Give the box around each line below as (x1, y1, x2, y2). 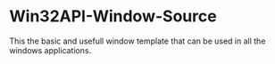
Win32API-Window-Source (9, 6, 217, 27)
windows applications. (9, 44, 92, 55)
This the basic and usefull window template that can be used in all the (9, 36, 266, 46)
